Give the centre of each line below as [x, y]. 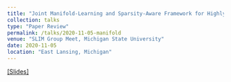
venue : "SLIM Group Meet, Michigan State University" [86, 39]
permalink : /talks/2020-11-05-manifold [64, 33]
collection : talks [33, 20]
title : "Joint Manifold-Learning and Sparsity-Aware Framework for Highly [117, 13]
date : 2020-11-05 [32, 45]
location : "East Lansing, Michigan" [59, 52]
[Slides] [18, 71]
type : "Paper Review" [38, 26]
